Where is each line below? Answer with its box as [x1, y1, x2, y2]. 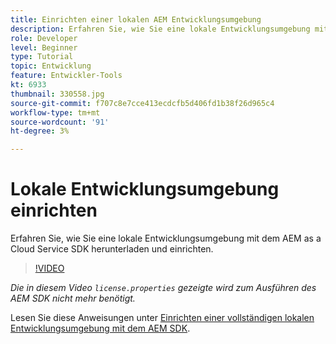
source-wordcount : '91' [10, 117, 110, 127]
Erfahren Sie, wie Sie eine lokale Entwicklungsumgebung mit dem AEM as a [10, 232, 322, 245]
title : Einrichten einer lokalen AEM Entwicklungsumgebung [10, 14, 262, 25]
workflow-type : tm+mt [10, 107, 101, 118]
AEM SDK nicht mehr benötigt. [10, 292, 136, 305]
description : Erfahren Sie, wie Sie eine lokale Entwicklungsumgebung [10, 24, 311, 34]
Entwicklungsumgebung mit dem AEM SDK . [10, 322, 191, 335]
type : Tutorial [10, 52, 74, 62]
